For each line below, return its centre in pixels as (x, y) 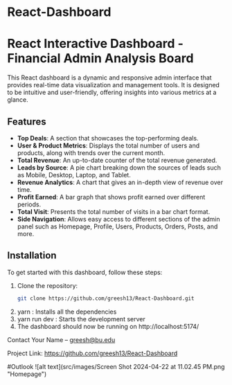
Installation (32, 256)
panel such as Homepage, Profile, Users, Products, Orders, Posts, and (117, 226)
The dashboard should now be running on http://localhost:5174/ (108, 326)
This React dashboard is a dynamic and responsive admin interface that (110, 78)
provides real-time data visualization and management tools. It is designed (114, 85)
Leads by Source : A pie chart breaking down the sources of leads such (119, 168)
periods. (29, 204)
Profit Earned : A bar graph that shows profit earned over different (111, 197)
